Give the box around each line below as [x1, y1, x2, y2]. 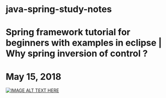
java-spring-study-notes [6, 4, 112, 15]
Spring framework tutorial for [6, 27, 130, 38]
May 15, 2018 [6, 71, 62, 82]
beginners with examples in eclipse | [6, 37, 162, 49]
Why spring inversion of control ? [6, 48, 148, 59]
